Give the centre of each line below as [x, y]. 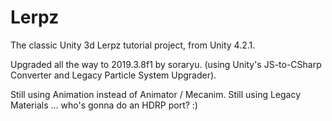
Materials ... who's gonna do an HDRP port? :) [104, 105]
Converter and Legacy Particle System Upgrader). [113, 75]
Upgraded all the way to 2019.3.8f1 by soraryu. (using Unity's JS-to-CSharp [166, 64]
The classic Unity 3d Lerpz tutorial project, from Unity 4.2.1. [133, 45]
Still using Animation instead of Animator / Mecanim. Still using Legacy [156, 94]
